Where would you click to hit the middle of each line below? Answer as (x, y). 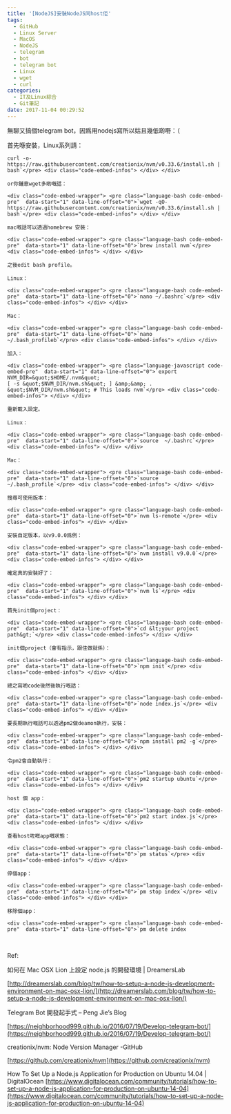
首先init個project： (34, 610)
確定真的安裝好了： (30, 573)
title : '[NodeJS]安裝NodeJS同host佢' (59, 13)
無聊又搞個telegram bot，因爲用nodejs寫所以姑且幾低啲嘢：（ (94, 130)
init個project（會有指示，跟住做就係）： (59, 648)
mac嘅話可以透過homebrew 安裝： (49, 227)
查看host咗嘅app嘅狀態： (39, 836)
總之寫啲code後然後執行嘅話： (44, 686)
